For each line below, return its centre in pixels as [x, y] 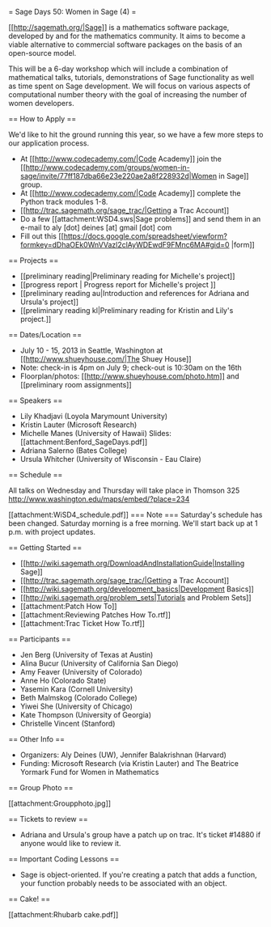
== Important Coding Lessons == [64, 859]
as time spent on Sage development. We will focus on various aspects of [129, 86]
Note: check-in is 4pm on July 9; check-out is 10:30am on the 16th [131, 368]
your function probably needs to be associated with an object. [124, 883]
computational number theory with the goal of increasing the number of [128, 95]
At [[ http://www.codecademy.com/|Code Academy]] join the [121, 159]
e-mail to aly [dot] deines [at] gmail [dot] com [96, 227]
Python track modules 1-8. [64, 202]
